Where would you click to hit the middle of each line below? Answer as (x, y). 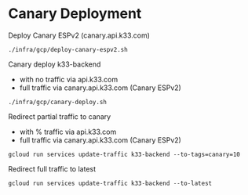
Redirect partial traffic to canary (60, 116)
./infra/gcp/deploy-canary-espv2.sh (68, 49)
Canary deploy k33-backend (55, 64)
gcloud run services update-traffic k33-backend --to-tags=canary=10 (124, 154)
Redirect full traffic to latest (52, 168)
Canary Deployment (75, 14)
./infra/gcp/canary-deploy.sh (58, 102)
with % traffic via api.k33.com (68, 132)
